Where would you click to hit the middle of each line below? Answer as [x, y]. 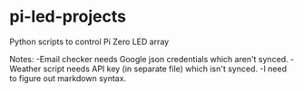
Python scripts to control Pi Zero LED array [89, 42]
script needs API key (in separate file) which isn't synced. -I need [165, 69]
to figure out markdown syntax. [68, 78]
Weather [25, 69]
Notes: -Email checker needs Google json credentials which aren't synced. [149, 59]
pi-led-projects [68, 17]
